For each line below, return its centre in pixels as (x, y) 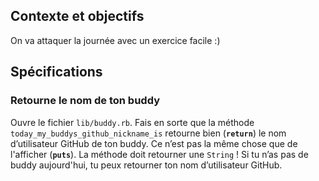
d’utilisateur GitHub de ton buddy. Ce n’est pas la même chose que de (154, 143)
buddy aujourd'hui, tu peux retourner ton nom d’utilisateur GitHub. (146, 165)
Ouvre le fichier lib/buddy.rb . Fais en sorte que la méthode (132, 122)
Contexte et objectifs (77, 16)
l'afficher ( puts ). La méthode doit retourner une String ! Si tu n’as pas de (159, 154)
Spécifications (56, 72)
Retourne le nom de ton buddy (85, 101)
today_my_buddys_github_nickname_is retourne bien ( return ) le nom (148, 133)
